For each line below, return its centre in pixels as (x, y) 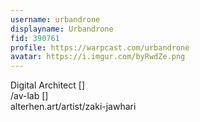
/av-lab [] (29, 96)
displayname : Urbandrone (62, 29)
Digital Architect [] (48, 85)
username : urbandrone (55, 19)
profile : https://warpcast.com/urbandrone (100, 47)
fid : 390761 (35, 38)
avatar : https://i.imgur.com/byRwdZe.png (98, 57)
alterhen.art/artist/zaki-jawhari (73, 107)
